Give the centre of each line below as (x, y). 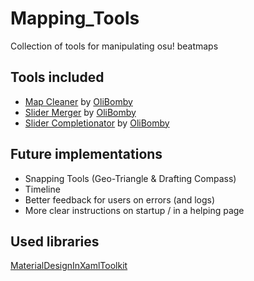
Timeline (42, 189)
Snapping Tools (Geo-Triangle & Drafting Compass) (130, 178)
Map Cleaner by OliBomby (78, 101)
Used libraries (55, 241)
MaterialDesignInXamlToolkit (69, 266)
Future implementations (86, 154)
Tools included (57, 77)
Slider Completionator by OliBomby (97, 123)
